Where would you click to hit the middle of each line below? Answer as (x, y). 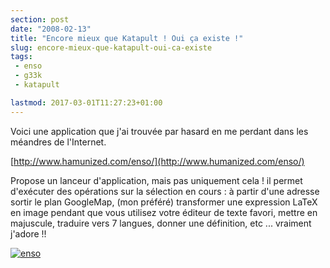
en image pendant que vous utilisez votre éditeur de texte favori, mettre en (164, 212)
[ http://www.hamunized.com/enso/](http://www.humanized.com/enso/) (157, 161)
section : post (40, 19)
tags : (21, 57)
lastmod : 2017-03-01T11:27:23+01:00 (86, 102)
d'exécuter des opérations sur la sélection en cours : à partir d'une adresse (165, 191)
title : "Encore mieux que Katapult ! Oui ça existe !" (127, 38)
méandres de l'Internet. (58, 142)
